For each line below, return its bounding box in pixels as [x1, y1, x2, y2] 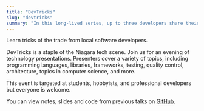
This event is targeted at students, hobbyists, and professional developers [6, 79, 192, 87]
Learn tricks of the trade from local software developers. [6, 37, 148, 44]
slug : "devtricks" [6, 15, 53, 21]
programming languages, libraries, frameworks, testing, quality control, [6, 61, 184, 69]
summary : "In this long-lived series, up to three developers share [6, 20, 183, 26]
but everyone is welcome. [6, 86, 71, 93]
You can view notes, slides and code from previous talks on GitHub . [6, 98, 176, 105]
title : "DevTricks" [6, 8, 56, 15]
